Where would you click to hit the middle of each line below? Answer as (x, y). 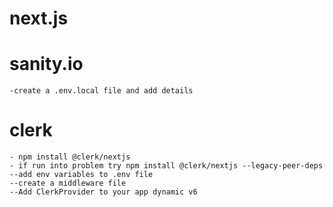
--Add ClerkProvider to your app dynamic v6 (103, 192)
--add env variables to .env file (81, 175)
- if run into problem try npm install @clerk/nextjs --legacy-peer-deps (166, 166)
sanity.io (46, 64)
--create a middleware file (68, 183)
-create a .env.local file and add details (101, 91)
